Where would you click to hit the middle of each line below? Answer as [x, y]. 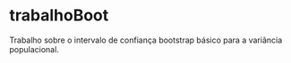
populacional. [34, 49]
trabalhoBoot [59, 16]
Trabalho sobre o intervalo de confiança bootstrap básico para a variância [146, 40]
